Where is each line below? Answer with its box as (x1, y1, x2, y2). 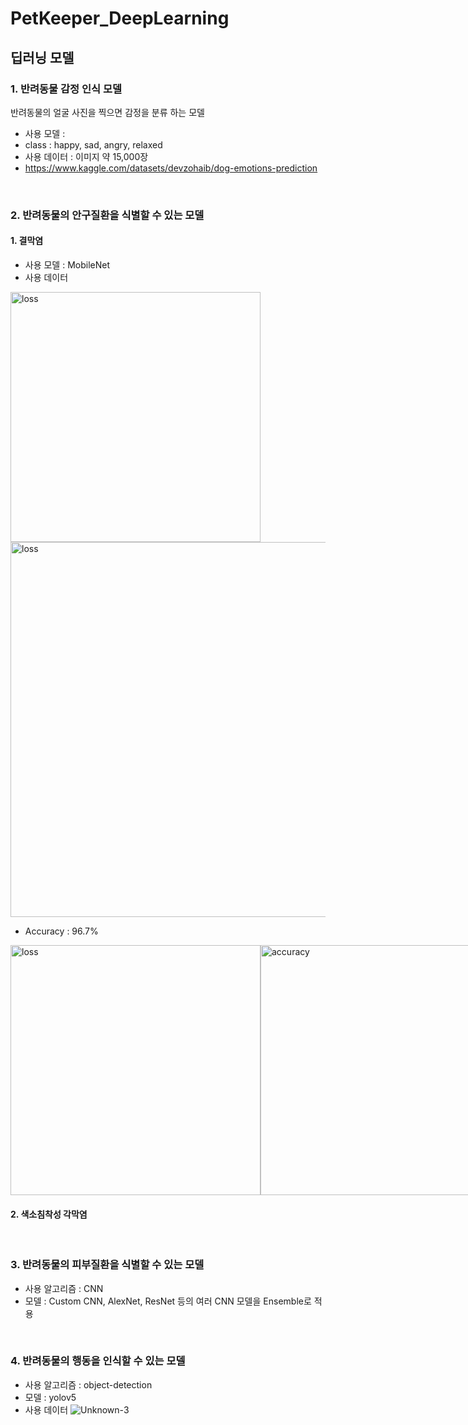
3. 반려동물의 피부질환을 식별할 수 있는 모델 (10, 1258, 205, 1272)
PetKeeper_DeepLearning (10, 7, 230, 30)
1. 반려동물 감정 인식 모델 (10, 82, 123, 96)
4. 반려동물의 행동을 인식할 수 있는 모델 (10, 1354, 186, 1368)
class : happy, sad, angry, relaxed (24, 138, 163, 151)
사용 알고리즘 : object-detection (24, 1378, 153, 1391)
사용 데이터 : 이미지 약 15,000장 (24, 150, 149, 162)
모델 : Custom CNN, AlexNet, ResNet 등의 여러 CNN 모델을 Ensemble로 (24, 1295, 312, 1307)
